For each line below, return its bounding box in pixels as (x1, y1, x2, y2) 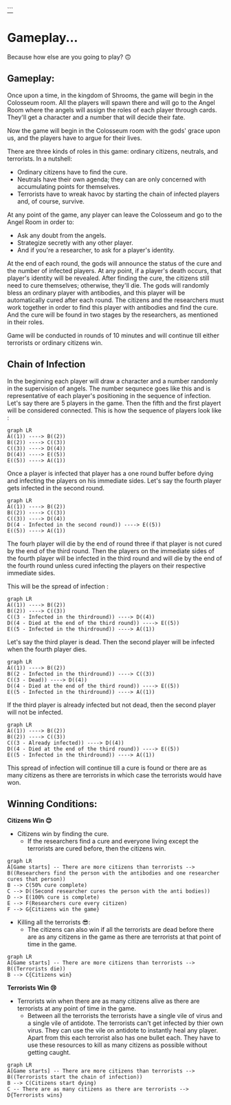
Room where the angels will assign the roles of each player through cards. (7, 106, 217, 114)
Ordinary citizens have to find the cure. (16, 168, 128, 176)
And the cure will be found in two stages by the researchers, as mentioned (7, 310, 219, 319)
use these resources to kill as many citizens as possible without (27, 1041, 208, 1049)
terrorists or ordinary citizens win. (7, 338, 103, 347)
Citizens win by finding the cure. (16, 830, 109, 838)
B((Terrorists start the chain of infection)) (7, 1074, 143, 1081)
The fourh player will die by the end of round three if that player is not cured (7, 539, 222, 548)
